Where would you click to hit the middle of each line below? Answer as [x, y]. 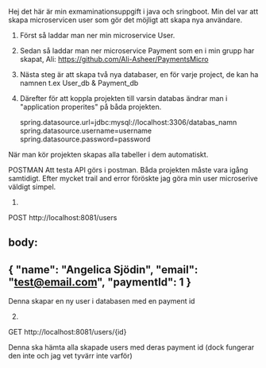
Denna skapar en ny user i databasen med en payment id [102, 301]
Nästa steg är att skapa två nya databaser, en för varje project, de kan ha [139, 74]
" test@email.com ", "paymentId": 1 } [100, 282]
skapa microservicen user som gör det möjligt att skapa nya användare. [125, 20]
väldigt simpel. [32, 187]
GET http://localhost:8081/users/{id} [67, 332]
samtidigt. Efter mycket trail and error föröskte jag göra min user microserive [133, 178]
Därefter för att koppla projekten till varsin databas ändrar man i [123, 98]
